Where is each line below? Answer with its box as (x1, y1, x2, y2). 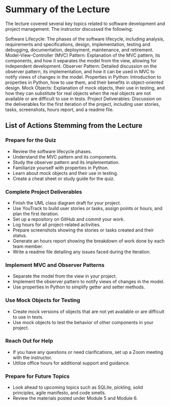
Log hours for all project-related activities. (12, 221, 101, 228)
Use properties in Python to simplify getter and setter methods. (12, 284, 146, 290)
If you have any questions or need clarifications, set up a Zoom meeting (12, 349, 163, 355)
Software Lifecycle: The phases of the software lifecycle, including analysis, (5, 36, 164, 42)
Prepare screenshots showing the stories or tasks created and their (12, 227, 154, 233)
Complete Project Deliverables (5, 188, 82, 195)
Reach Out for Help (5, 337, 53, 345)
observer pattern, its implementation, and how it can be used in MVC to (5, 68, 155, 75)
